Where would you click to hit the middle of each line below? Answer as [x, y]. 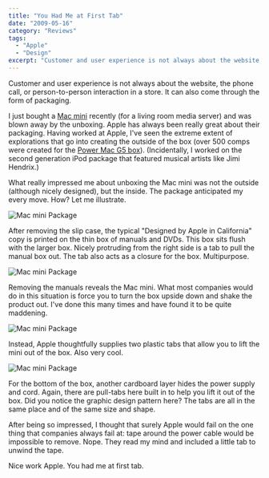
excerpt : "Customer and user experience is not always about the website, [136, 61]
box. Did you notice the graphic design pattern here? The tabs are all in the [132, 400]
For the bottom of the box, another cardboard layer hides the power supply [132, 383]
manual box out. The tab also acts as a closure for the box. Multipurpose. [129, 256]
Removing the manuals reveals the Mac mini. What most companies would [131, 287]
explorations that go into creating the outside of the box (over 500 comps [129, 141]
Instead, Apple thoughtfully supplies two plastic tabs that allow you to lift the [134, 344]
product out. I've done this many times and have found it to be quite [120, 304]
